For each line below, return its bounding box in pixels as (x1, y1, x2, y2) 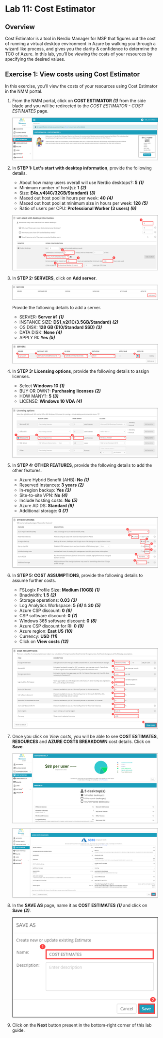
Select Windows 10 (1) (19, 382, 65, 389)
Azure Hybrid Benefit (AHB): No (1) (19, 477, 89, 482)
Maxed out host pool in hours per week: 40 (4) (19, 195, 113, 201)
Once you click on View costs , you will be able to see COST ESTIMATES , (12, 733, 158, 739)
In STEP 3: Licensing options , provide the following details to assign (12, 368, 149, 374)
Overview (5, 23, 35, 31)
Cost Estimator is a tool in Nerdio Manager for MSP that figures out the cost (5, 35, 156, 41)
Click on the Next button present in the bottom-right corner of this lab (12, 1022, 152, 1028)
